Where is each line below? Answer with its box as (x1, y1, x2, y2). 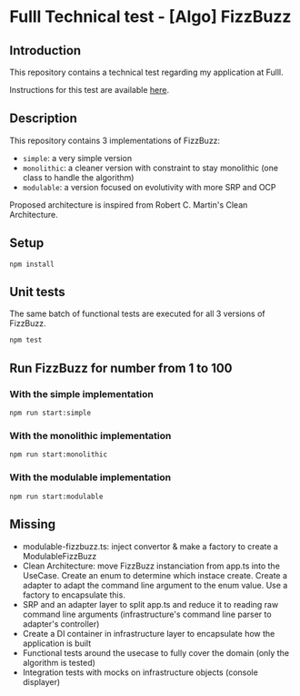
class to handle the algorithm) (22, 171, 135, 183)
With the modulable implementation (9, 471, 172, 484)
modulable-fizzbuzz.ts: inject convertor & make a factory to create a (22, 540, 279, 552)
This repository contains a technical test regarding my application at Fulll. (9, 67, 284, 77)
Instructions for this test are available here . (9, 85, 170, 95)
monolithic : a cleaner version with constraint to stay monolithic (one (22, 162, 279, 173)
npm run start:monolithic (9, 450, 107, 459)
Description (9, 111, 77, 127)
